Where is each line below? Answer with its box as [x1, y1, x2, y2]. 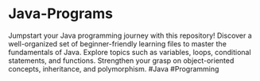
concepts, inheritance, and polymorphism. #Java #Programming [8, 64, 219, 73]
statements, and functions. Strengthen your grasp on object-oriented [8, 56, 235, 65]
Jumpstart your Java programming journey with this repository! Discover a [8, 31, 252, 40]
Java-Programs [8, 5, 114, 23]
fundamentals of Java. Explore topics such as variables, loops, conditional [8, 47, 252, 57]
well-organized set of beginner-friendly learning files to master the [8, 39, 227, 48]
